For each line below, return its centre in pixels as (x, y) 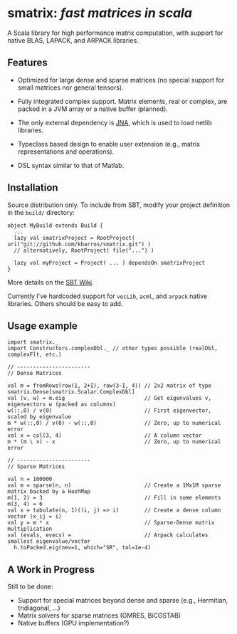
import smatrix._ (33, 342)
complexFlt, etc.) (35, 355)
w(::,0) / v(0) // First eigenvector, (110, 411)
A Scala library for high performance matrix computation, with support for (115, 33)
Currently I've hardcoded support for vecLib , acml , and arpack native (107, 296)
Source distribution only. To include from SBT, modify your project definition (119, 205)
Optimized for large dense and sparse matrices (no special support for (121, 80)
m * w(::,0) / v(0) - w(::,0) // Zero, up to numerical (114, 423)
